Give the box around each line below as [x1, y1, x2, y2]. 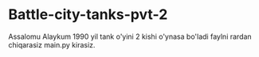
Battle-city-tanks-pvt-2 [8, 6, 168, 24]
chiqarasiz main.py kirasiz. [8, 40, 96, 49]
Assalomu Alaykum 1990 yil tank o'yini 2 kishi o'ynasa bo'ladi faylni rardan [8, 32, 253, 41]
